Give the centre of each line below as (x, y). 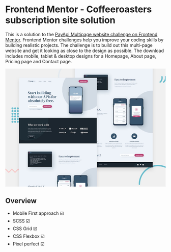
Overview (21, 201)
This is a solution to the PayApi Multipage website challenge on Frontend (81, 34)
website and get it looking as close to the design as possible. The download (85, 51)
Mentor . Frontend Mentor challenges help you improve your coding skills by (84, 40)
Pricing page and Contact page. (39, 61)
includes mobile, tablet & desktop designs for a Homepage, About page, (81, 56)
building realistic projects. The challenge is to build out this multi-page (79, 45)
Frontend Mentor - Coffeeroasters (79, 9)
